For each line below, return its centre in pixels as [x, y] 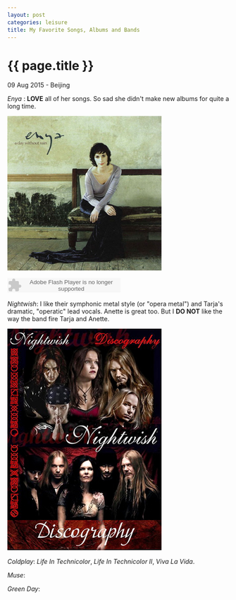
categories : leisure [38, 22]
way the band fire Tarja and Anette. [58, 319]
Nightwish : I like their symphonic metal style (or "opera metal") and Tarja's [115, 304]
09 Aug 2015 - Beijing [39, 85]
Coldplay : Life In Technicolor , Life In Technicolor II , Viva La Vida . [101, 562]
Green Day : [24, 589]
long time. [22, 107]
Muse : [17, 575]
